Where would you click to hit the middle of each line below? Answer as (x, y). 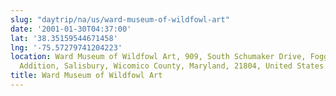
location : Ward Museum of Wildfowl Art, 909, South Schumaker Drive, (158, 57)
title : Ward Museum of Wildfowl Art (86, 76)
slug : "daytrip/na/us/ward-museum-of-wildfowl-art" (120, 19)
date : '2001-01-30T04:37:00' (71, 29)
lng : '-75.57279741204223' (66, 47)
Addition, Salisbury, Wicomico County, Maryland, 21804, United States (172, 66)
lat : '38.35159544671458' (64, 38)
